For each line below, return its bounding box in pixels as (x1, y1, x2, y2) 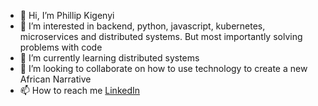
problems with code (19, 41, 103, 53)
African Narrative (19, 73, 92, 85)
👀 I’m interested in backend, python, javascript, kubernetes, (19, 20, 266, 32)
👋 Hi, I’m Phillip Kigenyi (19, 10, 115, 21)
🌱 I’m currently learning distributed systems (19, 52, 200, 64)
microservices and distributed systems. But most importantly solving (19, 31, 303, 42)
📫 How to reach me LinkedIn (19, 85, 141, 96)
